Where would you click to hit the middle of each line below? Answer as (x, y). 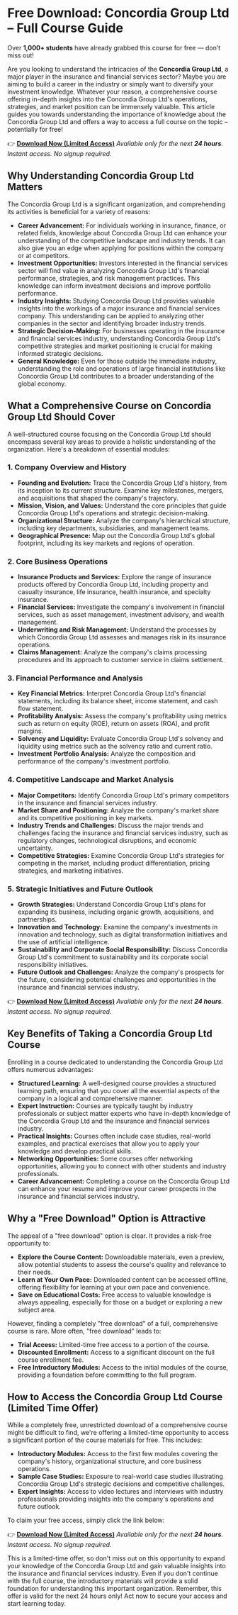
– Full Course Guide (66, 28)
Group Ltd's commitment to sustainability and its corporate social (113, 957)
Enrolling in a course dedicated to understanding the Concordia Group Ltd (115, 1062)
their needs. (35, 1272)
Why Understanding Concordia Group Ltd (101, 176)
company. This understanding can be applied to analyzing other (110, 315)
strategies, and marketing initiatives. (70, 871)
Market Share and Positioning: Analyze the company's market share (118, 810)
